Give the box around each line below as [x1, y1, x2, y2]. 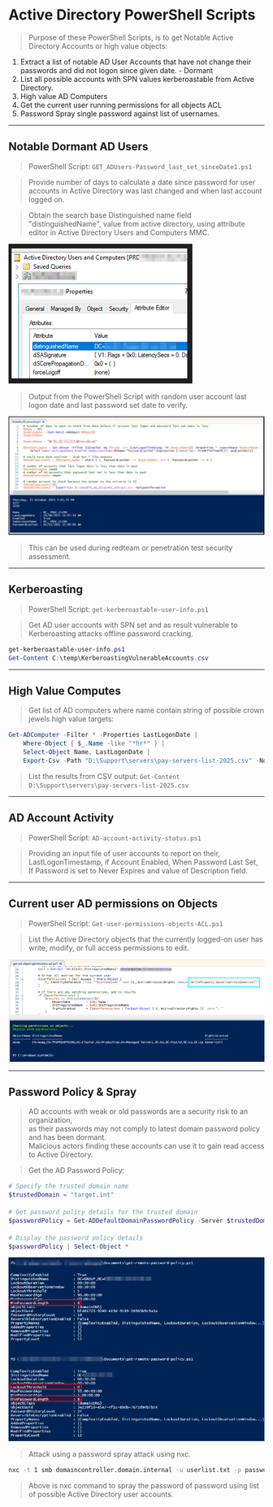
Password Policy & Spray [8, 1085, 136, 1098]
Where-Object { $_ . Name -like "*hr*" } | [23, 739, 165, 748]
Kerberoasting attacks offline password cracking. [28, 628, 193, 639]
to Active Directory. [28, 1150, 93, 1159]
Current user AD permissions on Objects [8, 897, 218, 911]
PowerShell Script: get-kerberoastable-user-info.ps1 [28, 604, 209, 614]
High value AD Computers [19, 91, 108, 101]
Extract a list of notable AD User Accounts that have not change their [19, 57, 252, 67]
